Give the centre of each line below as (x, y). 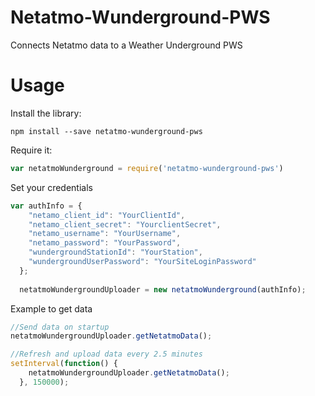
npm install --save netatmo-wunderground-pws (106, 131)
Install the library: (46, 113)
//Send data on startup (60, 327)
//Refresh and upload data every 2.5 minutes (106, 354)
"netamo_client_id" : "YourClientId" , (107, 215)
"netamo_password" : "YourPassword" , (105, 243)
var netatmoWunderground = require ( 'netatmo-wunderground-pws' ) (147, 168)
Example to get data (51, 308)
